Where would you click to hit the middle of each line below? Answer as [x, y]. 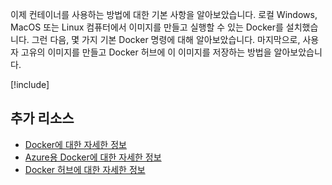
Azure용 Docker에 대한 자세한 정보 [93, 157]
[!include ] [30, 84]
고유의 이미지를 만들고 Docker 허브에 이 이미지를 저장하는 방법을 [146, 52]
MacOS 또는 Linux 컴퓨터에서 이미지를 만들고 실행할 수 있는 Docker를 [147, 27]
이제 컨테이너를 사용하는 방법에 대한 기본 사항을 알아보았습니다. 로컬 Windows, [164, 14]
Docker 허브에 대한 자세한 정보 [85, 169]
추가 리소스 [42, 118]
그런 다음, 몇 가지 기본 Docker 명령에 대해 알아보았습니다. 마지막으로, [166, 39]
